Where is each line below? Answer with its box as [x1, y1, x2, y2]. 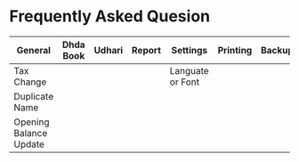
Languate [169, 64, 209, 77]
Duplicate [13, 90, 54, 102]
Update [13, 138, 44, 150]
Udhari [93, 44, 124, 56]
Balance [13, 126, 48, 139]
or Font [169, 76, 200, 88]
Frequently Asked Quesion [9, 6, 211, 27]
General [16, 44, 52, 56]
